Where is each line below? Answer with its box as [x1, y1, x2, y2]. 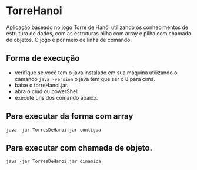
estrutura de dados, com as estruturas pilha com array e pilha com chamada [6, 30, 191, 37]
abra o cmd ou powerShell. [14, 87, 81, 95]
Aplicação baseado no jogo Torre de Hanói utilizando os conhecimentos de [6, 24, 189, 31]
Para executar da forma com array [6, 111, 133, 122]
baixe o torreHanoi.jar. [14, 81, 69, 89]
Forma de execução [6, 53, 80, 63]
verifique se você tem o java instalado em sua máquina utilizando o [14, 69, 178, 76]
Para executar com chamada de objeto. [6, 143, 153, 153]
